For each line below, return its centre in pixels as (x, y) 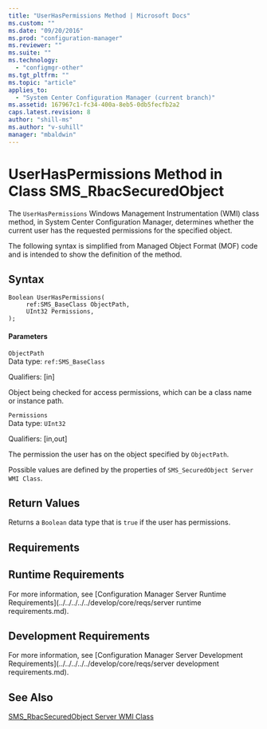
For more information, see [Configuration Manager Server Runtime (118, 594)
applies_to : (28, 90)
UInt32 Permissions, (60, 312)
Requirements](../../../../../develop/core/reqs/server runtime (105, 602)
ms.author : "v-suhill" (46, 127)
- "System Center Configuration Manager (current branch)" (116, 98)
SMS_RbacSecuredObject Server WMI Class (81, 717)
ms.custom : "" (32, 23)
